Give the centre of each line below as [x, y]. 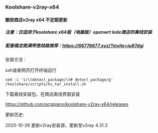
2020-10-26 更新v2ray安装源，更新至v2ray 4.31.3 [56, 125]
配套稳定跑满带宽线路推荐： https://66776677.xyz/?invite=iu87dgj [74, 46]
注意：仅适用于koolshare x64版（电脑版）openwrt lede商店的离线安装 [78, 32]
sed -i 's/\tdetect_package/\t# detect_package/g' [59, 80]
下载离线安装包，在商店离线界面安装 [43, 94]
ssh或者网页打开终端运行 [31, 70]
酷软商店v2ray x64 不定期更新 [36, 20]
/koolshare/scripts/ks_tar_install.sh [46, 84]
